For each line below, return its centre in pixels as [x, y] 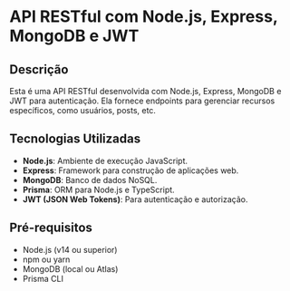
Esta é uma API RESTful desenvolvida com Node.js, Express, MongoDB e [145, 91]
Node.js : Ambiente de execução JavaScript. [105, 160]
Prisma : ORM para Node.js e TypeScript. [98, 189]
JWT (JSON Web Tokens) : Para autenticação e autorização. [135, 199]
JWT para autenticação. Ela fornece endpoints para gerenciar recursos [142, 101]
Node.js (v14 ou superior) [70, 249]
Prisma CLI [43, 278]
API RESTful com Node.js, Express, [144, 17]
